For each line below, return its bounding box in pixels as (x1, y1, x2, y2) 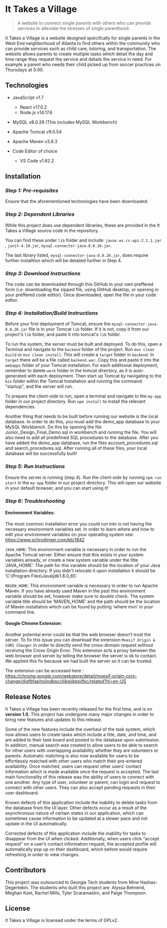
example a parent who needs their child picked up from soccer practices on (5, 61, 161, 67)
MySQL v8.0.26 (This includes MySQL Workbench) (12, 119, 118, 125)
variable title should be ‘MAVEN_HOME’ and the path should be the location (5, 598, 161, 604)
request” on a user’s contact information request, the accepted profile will (5, 841, 157, 847)
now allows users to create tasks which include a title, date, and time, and (5, 732, 157, 738)
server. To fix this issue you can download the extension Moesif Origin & (5, 637, 156, 643)
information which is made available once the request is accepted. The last (5, 768, 159, 774)
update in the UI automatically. (5, 820, 68, 826)
